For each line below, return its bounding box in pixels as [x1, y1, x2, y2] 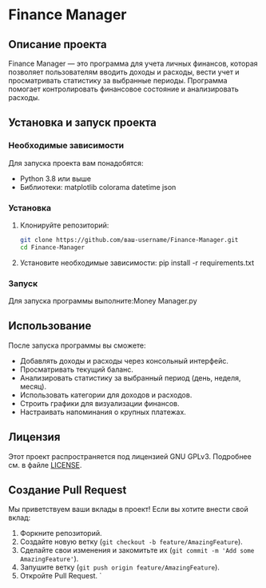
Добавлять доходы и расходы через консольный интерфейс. [19, 356, 229, 365]
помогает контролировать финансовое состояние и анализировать [8, 84, 240, 94]
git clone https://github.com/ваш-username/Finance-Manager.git [19, 236, 239, 244]
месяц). [19, 381, 46, 391]
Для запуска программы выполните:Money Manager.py [8, 296, 197, 306]
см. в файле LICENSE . [8, 460, 82, 469]
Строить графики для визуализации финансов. [19, 398, 180, 408]
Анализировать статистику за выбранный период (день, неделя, [19, 373, 241, 382]
